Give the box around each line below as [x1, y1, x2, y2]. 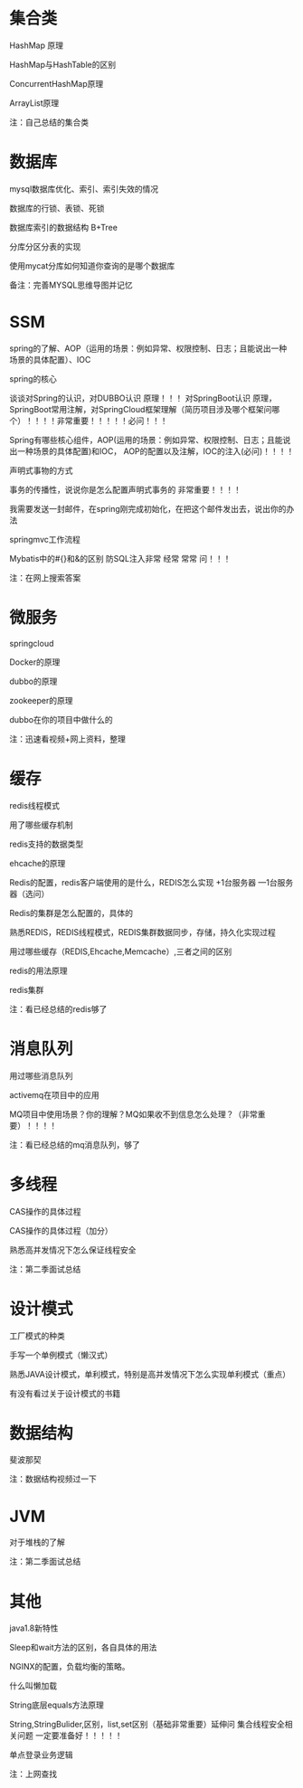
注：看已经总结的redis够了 [9, 1003, 108, 1014]
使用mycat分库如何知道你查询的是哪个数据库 [9, 260, 175, 271]
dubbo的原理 [9, 676, 58, 686]
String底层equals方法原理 [9, 1699, 104, 1710]
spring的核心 [9, 373, 57, 384]
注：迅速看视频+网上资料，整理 [9, 733, 127, 744]
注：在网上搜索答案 [9, 572, 81, 583]
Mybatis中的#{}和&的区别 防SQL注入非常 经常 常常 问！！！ [9, 553, 232, 563]
